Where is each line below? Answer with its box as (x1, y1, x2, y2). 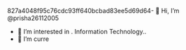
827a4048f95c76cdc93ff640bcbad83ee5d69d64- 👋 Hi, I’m (7, 7, 180, 15)
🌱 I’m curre (17, 35, 50, 43)
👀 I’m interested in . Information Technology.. (17, 28, 147, 35)
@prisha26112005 (7, 14, 59, 22)
